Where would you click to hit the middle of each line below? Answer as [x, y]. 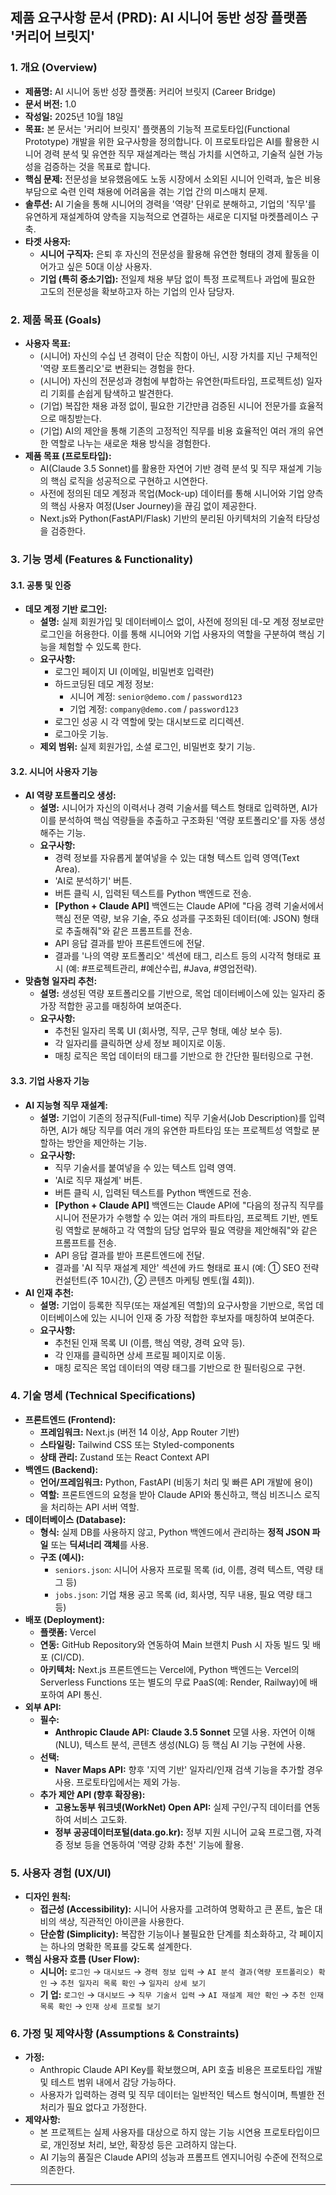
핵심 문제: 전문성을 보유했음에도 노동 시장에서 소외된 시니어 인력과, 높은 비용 [173, 179]
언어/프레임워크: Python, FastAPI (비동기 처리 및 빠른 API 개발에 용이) [176, 1482]
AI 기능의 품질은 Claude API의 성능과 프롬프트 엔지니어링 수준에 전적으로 [181, 2157]
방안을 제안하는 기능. [106, 1142]
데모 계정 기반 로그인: [66, 609]
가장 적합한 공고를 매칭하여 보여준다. [110, 1006]
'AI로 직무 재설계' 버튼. [98, 1180]
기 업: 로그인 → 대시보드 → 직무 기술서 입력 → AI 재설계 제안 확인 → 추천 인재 [182, 1995]
